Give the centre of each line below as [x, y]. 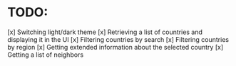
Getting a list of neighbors [46, 55]
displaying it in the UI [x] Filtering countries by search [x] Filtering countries [118, 39]
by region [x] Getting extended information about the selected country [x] [116, 47]
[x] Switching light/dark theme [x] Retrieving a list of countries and [105, 32]
